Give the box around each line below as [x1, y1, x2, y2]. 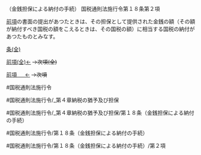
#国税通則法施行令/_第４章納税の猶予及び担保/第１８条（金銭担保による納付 [6, 110, 194, 116]
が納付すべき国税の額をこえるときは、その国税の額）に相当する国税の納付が [6, 26, 195, 32]
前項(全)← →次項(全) [6, 59, 58, 65]
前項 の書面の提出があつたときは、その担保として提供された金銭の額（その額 [6, 18, 196, 25]
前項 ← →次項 [6, 71, 47, 78]
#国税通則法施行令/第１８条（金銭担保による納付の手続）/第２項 [6, 142, 166, 149]
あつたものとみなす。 [6, 33, 59, 40]
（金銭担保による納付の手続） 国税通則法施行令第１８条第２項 [6, 5, 160, 12]
